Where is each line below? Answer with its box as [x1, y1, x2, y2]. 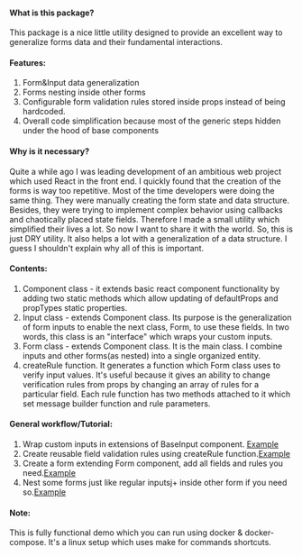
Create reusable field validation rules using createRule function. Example [22, 449, 291, 460]
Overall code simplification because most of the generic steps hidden [22, 115, 281, 126]
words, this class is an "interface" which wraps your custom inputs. [22, 331, 273, 342]
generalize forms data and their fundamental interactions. [9, 37, 224, 48]
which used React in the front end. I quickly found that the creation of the [9, 176, 281, 187]
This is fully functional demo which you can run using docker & [9, 527, 243, 538]
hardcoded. [22, 106, 66, 117]
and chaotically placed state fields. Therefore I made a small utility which [9, 214, 280, 224]
